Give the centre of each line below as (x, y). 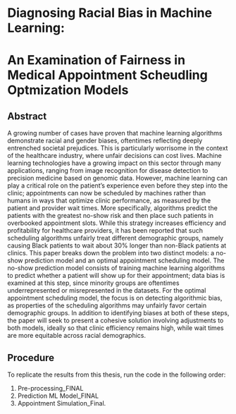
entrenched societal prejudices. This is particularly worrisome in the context (118, 148)
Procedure (31, 358)
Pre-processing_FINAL (50, 388)
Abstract (27, 116)
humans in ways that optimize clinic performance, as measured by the (109, 201)
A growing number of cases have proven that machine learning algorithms (115, 133)
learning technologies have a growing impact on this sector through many (114, 163)
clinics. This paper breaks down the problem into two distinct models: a (111, 253)
